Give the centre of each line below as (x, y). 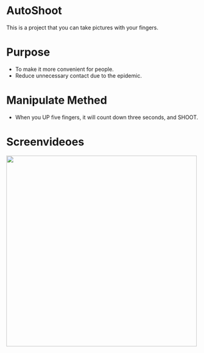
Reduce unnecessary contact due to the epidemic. (78, 75)
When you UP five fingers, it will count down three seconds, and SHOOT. (107, 117)
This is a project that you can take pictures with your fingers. (82, 27)
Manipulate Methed (57, 100)
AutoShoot (34, 11)
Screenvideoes (45, 142)
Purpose (28, 52)
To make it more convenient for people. (64, 69)
